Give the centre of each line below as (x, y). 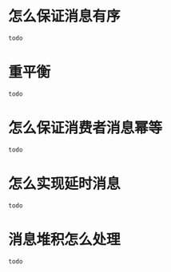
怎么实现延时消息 (65, 183)
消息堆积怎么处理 (65, 239)
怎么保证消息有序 (65, 16)
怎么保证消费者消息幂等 (85, 128)
